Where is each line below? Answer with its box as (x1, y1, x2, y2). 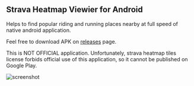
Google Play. (6, 62, 37, 69)
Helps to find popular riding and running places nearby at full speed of (6, 20, 179, 27)
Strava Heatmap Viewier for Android (6, 5, 144, 15)
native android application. (6, 27, 71, 34)
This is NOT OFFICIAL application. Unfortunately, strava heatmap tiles (6, 49, 177, 57)
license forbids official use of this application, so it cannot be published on (6, 55, 188, 62)
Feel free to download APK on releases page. (6, 38, 117, 45)
